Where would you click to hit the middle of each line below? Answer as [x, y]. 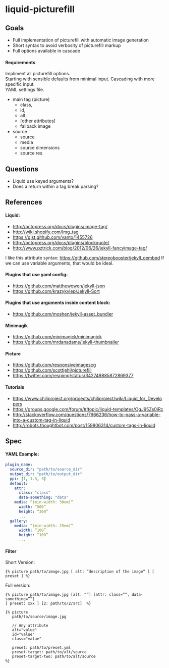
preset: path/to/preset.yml [41, 648]
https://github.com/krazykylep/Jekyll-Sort [56, 291]
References [24, 202]
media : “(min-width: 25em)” [44, 526]
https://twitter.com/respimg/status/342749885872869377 [73, 376]
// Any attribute [30, 626]
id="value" [23, 635]
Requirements [20, 62]
